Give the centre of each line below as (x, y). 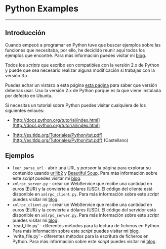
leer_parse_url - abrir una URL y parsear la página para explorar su (82, 168)
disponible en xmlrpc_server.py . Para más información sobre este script (85, 215)
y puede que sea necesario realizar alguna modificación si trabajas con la (80, 70)
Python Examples (42, 9)
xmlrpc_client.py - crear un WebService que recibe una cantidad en (82, 204)
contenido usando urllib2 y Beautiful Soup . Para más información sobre (85, 173)
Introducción (25, 33)
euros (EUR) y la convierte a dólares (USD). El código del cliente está (83, 189)
